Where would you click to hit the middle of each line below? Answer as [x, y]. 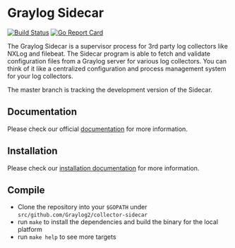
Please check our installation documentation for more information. [103, 168]
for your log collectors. [41, 76]
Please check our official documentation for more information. [98, 129]
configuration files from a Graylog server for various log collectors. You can [117, 61]
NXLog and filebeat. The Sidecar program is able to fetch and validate [109, 54]
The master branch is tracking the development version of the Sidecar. [110, 89]
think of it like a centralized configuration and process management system [117, 68]
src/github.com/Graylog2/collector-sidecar [83, 215]
